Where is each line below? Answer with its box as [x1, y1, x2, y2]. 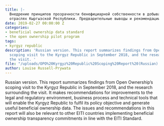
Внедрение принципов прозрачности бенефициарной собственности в [9, 12, 145, 17]
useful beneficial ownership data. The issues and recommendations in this [5, 105, 155, 111]
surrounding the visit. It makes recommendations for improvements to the [5, 90, 153, 95]
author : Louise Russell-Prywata [5, 66, 71, 71]
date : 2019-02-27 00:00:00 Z [5, 20, 64, 26]
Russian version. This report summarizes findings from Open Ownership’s [5, 79, 153, 85]
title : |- [5, 7, 25, 12]
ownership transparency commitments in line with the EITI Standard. [5, 115, 143, 121]
